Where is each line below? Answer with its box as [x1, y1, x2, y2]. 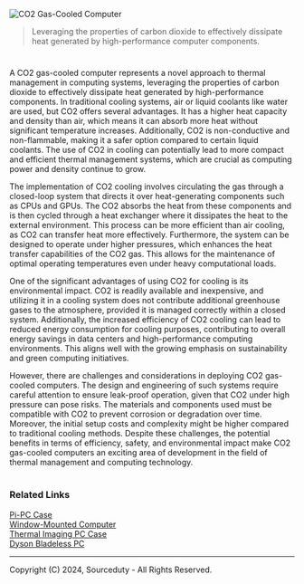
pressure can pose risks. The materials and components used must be [9, 399, 272, 410]
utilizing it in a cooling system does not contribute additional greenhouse [9, 295, 280, 306]
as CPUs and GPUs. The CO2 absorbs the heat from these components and [9, 200, 292, 212]
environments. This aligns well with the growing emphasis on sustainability [9, 343, 288, 354]
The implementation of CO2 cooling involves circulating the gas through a [9, 181, 284, 192]
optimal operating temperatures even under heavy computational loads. [9, 258, 277, 269]
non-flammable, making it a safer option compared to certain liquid [9, 135, 259, 146]
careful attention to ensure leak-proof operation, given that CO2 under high [9, 389, 290, 400]
